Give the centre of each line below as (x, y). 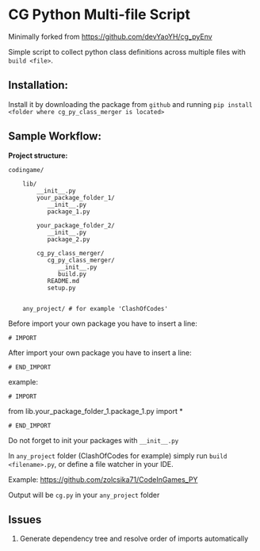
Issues (25, 520)
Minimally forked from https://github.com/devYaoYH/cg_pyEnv (110, 36)
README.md (63, 281)
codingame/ (26, 170)
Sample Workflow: (55, 136)
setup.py (62, 288)
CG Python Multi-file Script (99, 15)
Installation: (38, 85)
